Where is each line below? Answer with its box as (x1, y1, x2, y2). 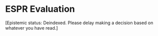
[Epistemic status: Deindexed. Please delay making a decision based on (5, 20, 153, 26)
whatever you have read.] (5, 25, 58, 31)
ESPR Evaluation (5, 3, 75, 15)
